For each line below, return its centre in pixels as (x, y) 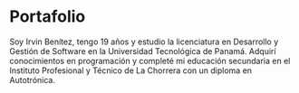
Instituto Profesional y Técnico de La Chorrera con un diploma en (130, 70)
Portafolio (48, 17)
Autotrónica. (33, 79)
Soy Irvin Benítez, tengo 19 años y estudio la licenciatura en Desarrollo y (144, 42)
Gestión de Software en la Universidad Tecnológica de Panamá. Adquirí (143, 51)
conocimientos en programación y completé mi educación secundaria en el (150, 60)
